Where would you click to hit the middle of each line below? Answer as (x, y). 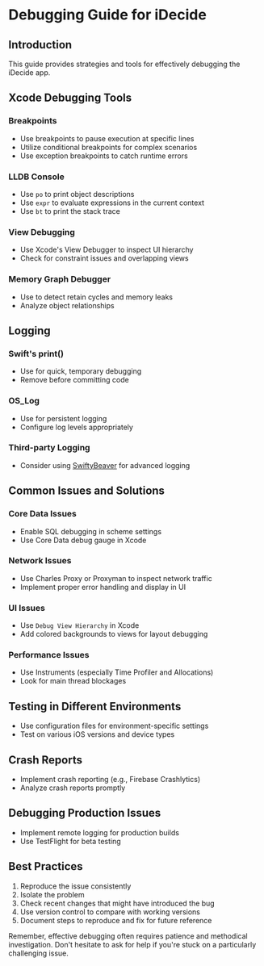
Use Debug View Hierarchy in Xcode (80, 625)
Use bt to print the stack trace (70, 211)
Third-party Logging (49, 448)
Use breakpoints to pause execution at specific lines (107, 138)
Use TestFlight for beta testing (70, 841)
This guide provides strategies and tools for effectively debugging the (124, 64)
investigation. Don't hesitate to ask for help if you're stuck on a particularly (132, 944)
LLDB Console (36, 177)
